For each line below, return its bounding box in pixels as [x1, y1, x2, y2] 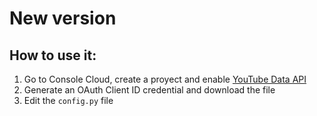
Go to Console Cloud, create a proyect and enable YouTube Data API [23, 73, 307, 85]
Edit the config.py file [23, 95, 114, 106]
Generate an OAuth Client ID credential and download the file [23, 84, 276, 96]
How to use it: [9, 47, 97, 64]
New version [9, 7, 117, 30]
